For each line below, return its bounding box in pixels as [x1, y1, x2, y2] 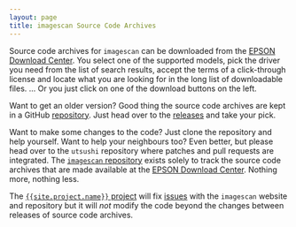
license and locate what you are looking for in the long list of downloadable [9, 73, 284, 84]
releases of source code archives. [9, 209, 134, 220]
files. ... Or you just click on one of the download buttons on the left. [9, 83, 257, 94]
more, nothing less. [9, 173, 80, 184]
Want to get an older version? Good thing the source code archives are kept [9, 100, 286, 110]
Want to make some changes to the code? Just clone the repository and [9, 126, 272, 137]
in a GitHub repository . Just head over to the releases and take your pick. [9, 110, 277, 120]
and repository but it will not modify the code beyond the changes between [9, 200, 284, 210]
